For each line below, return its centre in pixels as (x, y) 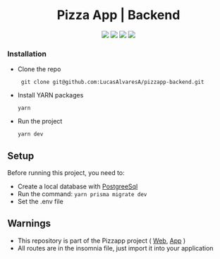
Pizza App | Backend (118, 15)
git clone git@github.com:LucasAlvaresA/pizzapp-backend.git (112, 82)
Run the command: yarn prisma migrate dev (82, 194)
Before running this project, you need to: (66, 173)
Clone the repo (39, 69)
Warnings (29, 223)
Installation (27, 54)
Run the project (40, 121)
